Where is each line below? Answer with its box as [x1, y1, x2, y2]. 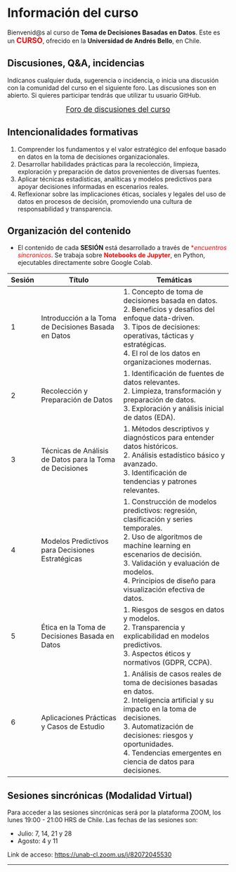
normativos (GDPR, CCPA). [123, 658, 212, 668]
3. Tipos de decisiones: [123, 322, 200, 332]
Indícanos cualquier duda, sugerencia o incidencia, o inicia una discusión [7, 76, 219, 84]
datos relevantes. [123, 377, 181, 387]
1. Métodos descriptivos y [123, 424, 209, 434]
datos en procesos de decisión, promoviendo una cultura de [17, 197, 192, 205]
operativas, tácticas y [123, 331, 195, 341]
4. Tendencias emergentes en [123, 748, 222, 758]
